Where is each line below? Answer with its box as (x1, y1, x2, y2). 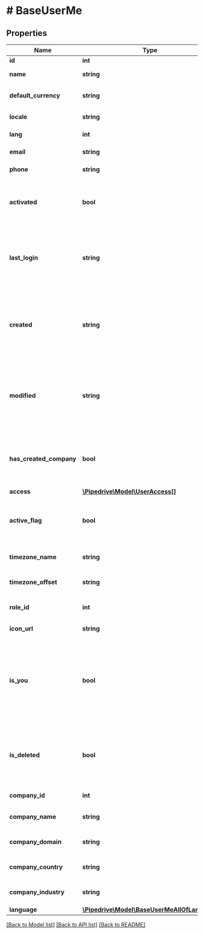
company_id (9, 791, 46, 799)
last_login (9, 253, 38, 262)
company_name (9, 813, 56, 821)
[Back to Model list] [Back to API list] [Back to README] (6, 921, 146, 928)
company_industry (9, 888, 65, 896)
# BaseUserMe (6, 4, 83, 18)
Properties (6, 28, 47, 38)
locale (9, 113, 27, 121)
